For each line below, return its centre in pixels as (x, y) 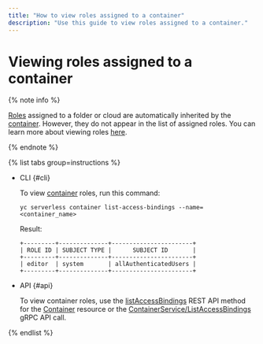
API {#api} (36, 286)
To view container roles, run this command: (90, 193)
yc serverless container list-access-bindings (97, 208)
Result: (31, 229)
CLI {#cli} (35, 178)
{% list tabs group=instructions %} (64, 163)
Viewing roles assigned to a (100, 62)
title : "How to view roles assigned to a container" (96, 15)
